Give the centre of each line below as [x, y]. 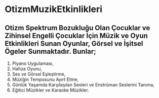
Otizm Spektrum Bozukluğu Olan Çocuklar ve [77, 28]
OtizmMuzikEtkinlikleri [53, 9]
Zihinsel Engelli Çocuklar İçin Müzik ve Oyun [76, 35]
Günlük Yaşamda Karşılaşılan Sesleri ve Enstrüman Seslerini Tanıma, [83, 85]
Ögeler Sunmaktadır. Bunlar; [51, 51]
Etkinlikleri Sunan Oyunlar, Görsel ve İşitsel [74, 43]
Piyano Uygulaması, [33, 63]
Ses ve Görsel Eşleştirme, [39, 74]
